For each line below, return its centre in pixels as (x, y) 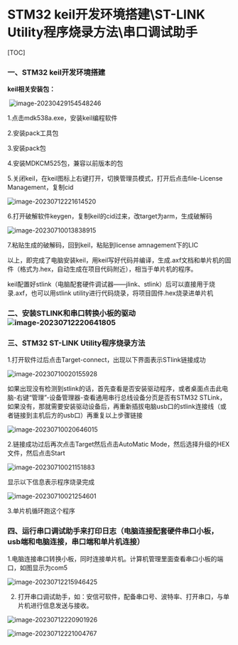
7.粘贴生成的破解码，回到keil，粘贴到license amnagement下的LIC (103, 245)
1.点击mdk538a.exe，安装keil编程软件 (63, 118)
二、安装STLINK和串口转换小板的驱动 (72, 314)
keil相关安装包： (31, 89)
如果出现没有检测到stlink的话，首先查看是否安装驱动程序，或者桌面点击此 (115, 389)
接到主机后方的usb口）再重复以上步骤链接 (81, 415)
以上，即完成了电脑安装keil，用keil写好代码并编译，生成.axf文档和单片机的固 (119, 260)
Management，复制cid (40, 187)
